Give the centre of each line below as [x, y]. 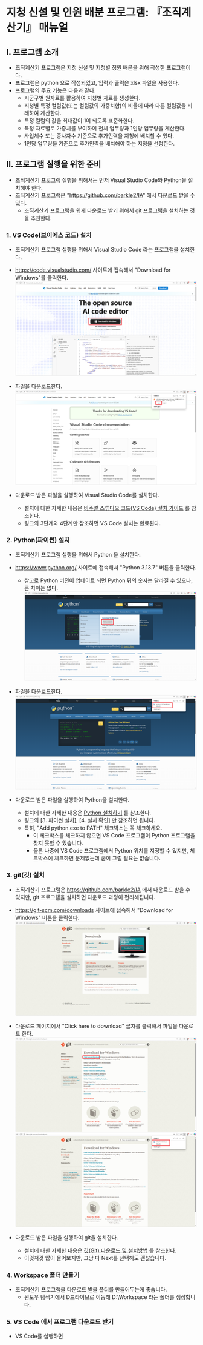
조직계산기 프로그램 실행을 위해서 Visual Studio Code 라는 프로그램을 [97, 250]
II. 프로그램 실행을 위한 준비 [54, 164]
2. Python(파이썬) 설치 [38, 540]
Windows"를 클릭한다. [41, 278]
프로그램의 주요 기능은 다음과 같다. [55, 90]
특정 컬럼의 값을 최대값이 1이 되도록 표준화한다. [79, 121]
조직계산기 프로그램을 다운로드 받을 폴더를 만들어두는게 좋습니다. [91, 1290]
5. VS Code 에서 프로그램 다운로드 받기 [60, 1322]
